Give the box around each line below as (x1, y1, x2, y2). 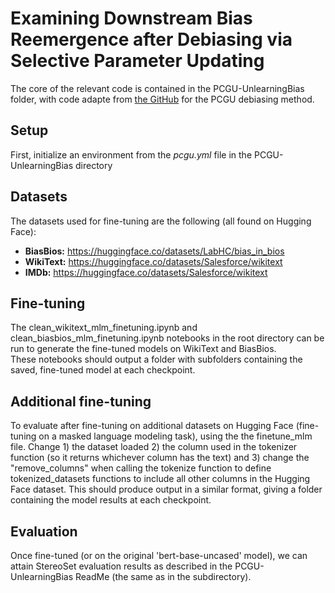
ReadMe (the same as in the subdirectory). (74, 571, 252, 582)
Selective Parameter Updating (10, 50, 265, 72)
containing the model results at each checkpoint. (10, 494, 212, 506)
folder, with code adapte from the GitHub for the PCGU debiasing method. (10, 93, 315, 105)
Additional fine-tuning (10, 393, 152, 410)
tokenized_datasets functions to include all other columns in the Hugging (10, 473, 311, 485)
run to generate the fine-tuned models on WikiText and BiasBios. (10, 343, 277, 355)
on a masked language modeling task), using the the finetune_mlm (38, 430, 313, 442)
